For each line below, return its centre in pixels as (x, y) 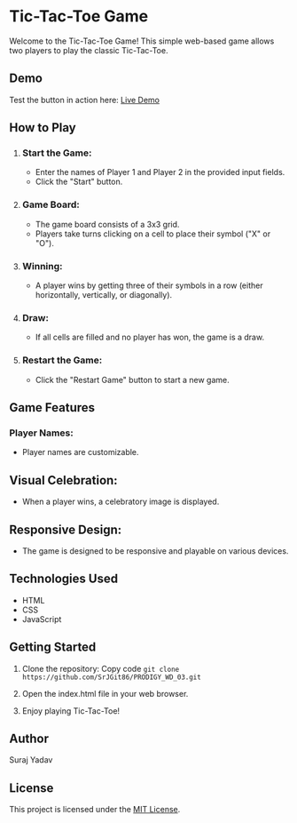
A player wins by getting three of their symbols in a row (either (149, 285)
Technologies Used (63, 579)
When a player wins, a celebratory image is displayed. (121, 502)
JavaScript (42, 619)
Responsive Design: (66, 529)
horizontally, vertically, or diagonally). (104, 295)
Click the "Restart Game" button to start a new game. (132, 380)
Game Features (52, 408)
